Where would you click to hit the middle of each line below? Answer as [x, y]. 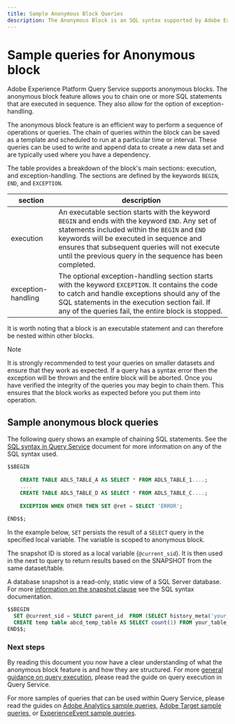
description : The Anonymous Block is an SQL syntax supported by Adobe [114, 20]
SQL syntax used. [33, 454]
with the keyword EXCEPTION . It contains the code [138, 285]
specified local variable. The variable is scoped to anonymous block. [106, 540]
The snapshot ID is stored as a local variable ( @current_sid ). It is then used [115, 553]
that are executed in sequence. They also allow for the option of [99, 104]
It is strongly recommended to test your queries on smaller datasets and [111, 363]
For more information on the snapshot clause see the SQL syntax [101, 590]
